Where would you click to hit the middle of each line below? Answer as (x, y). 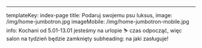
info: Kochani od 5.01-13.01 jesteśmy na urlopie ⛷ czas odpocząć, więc (94, 31)
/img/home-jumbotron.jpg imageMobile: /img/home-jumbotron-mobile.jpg (98, 22)
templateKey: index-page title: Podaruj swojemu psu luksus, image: (89, 15)
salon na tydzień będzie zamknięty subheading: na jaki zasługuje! (87, 39)
